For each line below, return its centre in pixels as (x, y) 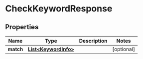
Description (93, 41)
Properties (22, 27)
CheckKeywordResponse (59, 9)
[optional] (124, 49)
